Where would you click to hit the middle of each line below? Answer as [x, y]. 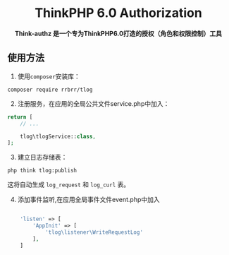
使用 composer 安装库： [49, 76]
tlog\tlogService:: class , [58, 136]
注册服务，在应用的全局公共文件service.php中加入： [93, 103]
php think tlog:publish [42, 171]
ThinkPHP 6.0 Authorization [118, 13]
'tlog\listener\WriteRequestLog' [94, 232]
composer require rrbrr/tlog [50, 90]
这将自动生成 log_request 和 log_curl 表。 [69, 184]
